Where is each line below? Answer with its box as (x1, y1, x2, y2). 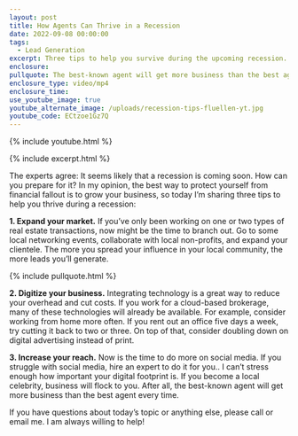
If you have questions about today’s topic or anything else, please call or (9, 407, 273, 417)
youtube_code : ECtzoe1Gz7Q (9, 112, 109, 121)
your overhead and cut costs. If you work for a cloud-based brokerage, (9, 298, 269, 308)
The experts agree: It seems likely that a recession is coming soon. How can (9, 170, 288, 182)
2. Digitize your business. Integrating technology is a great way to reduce (9, 288, 280, 299)
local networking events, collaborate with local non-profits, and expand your (9, 235, 288, 245)
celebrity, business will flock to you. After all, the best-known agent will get (9, 380, 284, 391)
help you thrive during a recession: (9, 199, 137, 209)
